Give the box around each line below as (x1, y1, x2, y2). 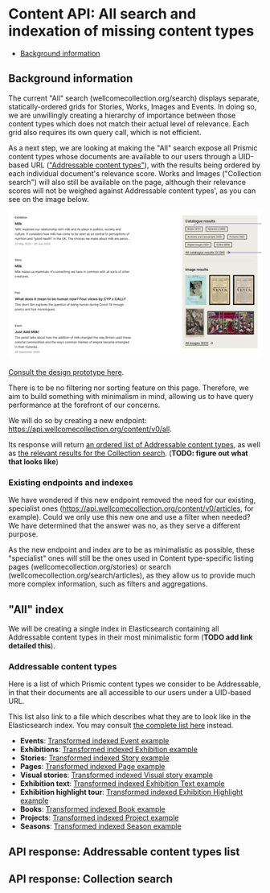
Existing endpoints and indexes (8, 476, 134, 488)
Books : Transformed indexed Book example (19, 805, 166, 814)
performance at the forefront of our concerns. (8, 400, 161, 410)
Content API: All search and (8, 5, 197, 23)
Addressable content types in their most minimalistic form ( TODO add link (8, 632, 253, 642)
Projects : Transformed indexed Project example (19, 813, 179, 823)
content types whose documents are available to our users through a (8, 151, 237, 161)
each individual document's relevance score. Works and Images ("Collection (8, 168, 262, 178)
